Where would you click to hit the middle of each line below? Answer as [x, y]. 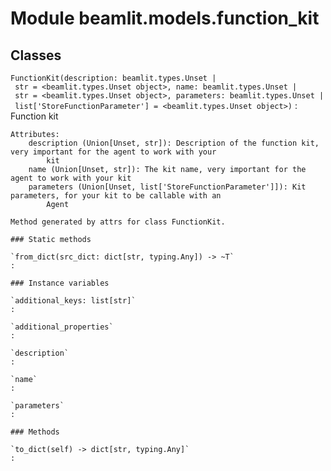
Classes [36, 55]
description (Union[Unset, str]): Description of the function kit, [174, 143]
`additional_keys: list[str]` [73, 301]
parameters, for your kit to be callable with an [116, 196]
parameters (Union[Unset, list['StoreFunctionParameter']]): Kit [167, 187]
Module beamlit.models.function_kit [165, 18]
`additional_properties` [62, 327]
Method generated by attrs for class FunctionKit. [118, 222]
